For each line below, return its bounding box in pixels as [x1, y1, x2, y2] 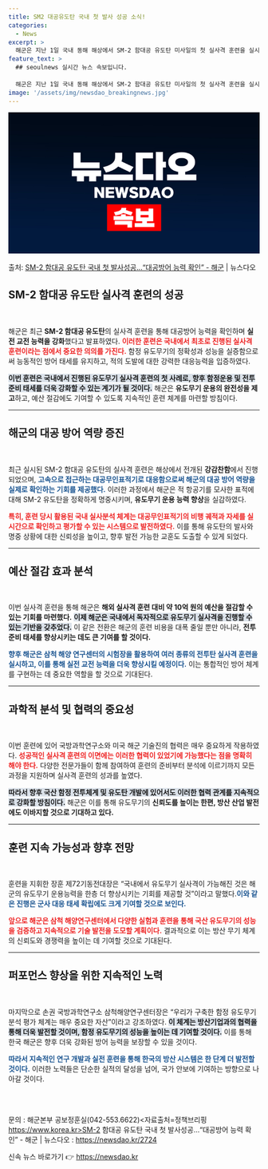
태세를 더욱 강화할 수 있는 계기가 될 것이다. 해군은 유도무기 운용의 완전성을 [22, 383, 250, 393]
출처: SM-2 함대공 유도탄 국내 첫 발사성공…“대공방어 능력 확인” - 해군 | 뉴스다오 [8, 263, 257, 271]
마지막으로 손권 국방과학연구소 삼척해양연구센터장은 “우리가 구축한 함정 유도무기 [8, 1007, 257, 1016]
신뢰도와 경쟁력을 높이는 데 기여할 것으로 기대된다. [16, 936, 172, 945]
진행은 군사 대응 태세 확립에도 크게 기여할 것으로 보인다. [16, 899, 187, 909]
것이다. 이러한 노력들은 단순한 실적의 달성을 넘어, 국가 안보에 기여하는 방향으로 [8, 1064, 251, 1073]
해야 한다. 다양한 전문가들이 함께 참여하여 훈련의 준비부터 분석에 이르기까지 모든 [8, 761, 255, 771]
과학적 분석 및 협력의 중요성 [8, 703, 134, 716]
